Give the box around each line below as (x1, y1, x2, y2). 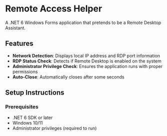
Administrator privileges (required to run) (12, 125, 97, 131)
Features (5, 39, 33, 48)
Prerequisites (5, 103, 38, 110)
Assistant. (5, 24, 26, 30)
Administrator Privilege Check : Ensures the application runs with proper (12, 63, 163, 69)
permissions (12, 68, 38, 74)
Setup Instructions (5, 88, 64, 97)
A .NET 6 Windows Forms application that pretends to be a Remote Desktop (5, 19, 161, 25)
